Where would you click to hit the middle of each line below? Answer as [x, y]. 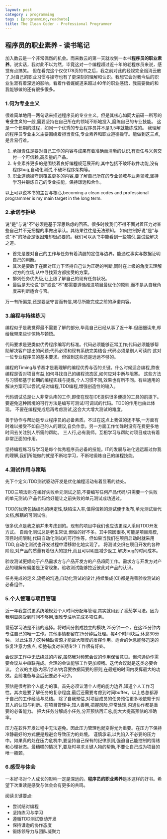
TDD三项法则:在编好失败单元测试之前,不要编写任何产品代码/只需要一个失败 [82, 492]
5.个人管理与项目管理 [31, 599]
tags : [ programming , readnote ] [38, 19]
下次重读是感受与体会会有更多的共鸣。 [48, 785]
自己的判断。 [25, 260]
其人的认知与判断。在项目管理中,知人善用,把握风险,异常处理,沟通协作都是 [80, 705]
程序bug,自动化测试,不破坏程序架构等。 [52, 170]
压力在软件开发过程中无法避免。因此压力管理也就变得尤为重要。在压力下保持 [83, 728]
